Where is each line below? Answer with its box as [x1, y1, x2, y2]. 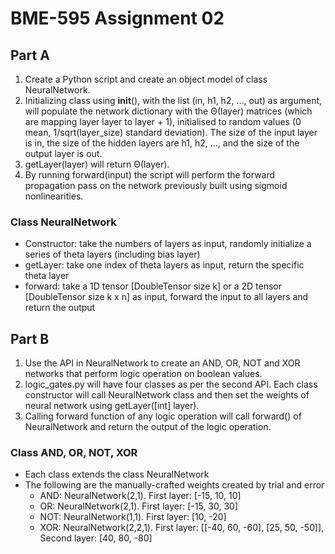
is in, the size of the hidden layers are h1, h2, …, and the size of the [24, 137, 300, 149]
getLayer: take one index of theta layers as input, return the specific [24, 259, 305, 271]
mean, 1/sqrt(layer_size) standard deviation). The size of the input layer [24, 127, 318, 138]
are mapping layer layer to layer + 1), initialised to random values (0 [24, 116, 302, 127]
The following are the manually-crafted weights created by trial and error [24, 479, 325, 491]
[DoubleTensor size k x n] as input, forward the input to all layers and [24, 291, 309, 303]
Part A [10, 47, 50, 64]
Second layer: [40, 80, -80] [39, 532, 153, 544]
